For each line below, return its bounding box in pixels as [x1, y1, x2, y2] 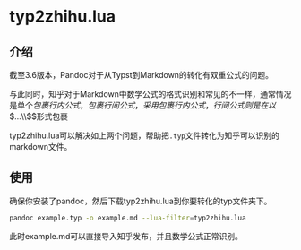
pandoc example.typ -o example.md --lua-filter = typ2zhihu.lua [9, 213, 246, 222]
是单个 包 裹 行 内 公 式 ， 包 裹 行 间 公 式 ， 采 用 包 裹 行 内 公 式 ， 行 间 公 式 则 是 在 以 [9, 100, 276, 110]
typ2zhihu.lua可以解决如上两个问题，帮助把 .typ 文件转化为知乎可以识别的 [9, 130, 279, 141]
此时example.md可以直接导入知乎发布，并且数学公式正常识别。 [9, 230, 244, 241]
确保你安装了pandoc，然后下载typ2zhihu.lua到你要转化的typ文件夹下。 [9, 195, 272, 206]
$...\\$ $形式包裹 [9, 111, 69, 122]
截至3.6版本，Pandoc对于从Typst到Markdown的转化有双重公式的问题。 [9, 70, 274, 80]
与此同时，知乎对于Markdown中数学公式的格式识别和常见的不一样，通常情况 [9, 89, 292, 99]
